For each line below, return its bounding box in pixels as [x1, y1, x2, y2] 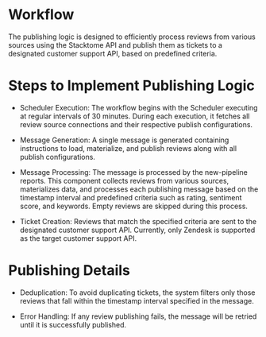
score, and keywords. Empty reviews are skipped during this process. [19, 201, 249, 211]
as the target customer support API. [19, 233, 137, 243]
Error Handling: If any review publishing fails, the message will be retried [19, 312, 257, 321]
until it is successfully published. [19, 320, 127, 329]
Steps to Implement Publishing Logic [8, 77, 256, 95]
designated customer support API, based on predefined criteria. [8, 48, 218, 58]
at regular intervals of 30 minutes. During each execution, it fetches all [19, 111, 250, 121]
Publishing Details [8, 261, 131, 280]
